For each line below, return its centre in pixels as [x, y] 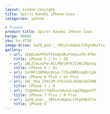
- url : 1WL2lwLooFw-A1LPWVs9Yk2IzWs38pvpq [53, 64]
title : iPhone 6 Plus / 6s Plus [46, 77]
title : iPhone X [30, 104]
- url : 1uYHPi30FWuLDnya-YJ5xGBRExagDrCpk [53, 73]
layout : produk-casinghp [30, 9]
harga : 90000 [18, 36]
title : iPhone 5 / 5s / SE [41, 59]
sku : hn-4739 [18, 41]
